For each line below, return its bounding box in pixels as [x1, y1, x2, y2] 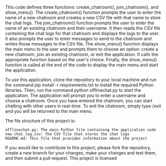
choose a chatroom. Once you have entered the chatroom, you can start [5, 98, 153, 103]
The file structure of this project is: [5, 118, 76, 124]
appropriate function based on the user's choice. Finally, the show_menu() [5, 57, 157, 62]
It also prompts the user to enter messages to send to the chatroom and [5, 36, 152, 41]
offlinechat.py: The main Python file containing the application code [5, 127, 156, 132]
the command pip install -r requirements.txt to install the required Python [5, 82, 154, 88]
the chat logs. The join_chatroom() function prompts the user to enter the [5, 20, 155, 26]
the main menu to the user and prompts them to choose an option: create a [5, 46, 159, 52]
